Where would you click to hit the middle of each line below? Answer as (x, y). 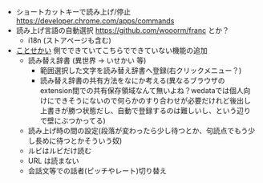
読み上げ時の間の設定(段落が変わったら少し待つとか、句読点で (131, 130)
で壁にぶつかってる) (73, 120)
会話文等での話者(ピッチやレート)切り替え (97, 171)
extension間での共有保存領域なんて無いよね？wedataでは (135, 90)
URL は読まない (53, 161)
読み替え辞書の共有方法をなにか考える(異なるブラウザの (133, 80)
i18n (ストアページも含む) (70, 40)
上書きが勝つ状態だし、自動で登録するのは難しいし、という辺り (145, 110)
